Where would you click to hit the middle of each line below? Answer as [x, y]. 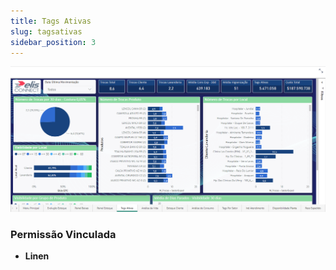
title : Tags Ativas [51, 21]
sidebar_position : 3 [53, 42]
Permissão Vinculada [63, 235]
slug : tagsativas [46, 31]
